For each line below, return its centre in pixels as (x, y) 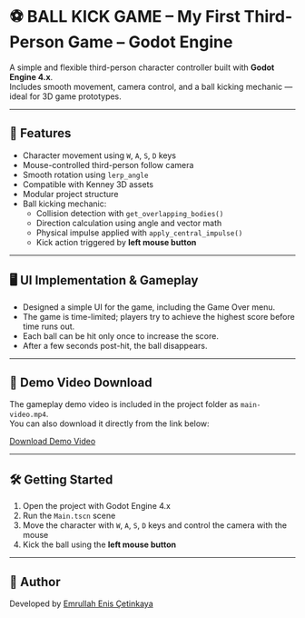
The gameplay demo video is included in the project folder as (124, 404)
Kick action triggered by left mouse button (116, 242)
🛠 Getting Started (61, 479)
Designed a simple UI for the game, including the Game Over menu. (148, 307)
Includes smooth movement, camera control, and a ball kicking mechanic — (151, 86)
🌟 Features (40, 133)
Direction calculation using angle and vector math (129, 223)
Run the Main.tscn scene (69, 516)
